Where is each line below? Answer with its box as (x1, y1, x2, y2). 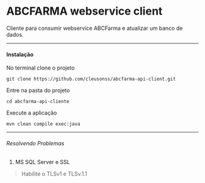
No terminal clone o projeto (6, 64, 75, 71)
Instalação (6, 51, 34, 58)
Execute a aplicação (6, 109, 57, 117)
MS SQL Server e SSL (15, 159, 70, 166)
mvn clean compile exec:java (6, 121, 81, 127)
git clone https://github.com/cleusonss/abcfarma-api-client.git (6, 76, 176, 82)
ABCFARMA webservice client (6, 4, 163, 18)
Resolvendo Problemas (6, 139, 65, 147)
